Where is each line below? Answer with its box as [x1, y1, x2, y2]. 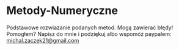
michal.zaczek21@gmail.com [6, 37, 79, 44]
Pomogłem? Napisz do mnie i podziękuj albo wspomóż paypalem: [6, 30, 172, 37]
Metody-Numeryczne [6, 4, 118, 18]
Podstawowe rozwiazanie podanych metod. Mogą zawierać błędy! [6, 24, 174, 31]
